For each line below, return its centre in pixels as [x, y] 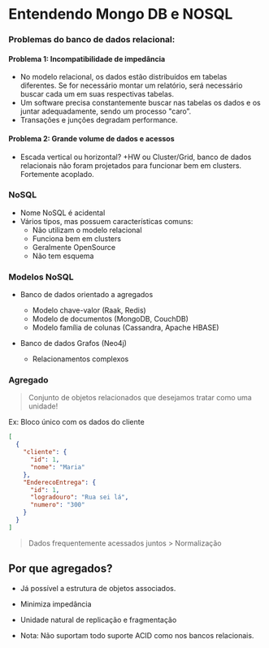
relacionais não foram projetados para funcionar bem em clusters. [131, 165]
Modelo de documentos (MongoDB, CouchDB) [111, 319]
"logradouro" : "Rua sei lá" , [79, 497]
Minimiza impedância [56, 604]
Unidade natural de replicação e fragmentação [98, 620]
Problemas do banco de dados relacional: [92, 40]
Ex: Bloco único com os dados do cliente [76, 422]
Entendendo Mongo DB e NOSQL [121, 14]
